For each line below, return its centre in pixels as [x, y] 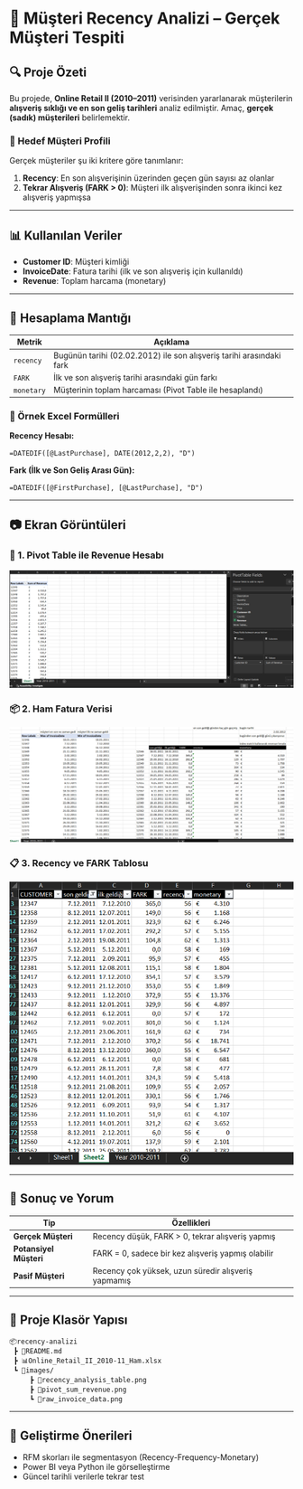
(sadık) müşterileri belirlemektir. [70, 118]
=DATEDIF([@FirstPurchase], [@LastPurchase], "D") [106, 487]
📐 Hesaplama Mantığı [70, 318]
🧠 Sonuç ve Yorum [62, 1198]
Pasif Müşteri [39, 1276]
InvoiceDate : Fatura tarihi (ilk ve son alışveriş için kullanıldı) [133, 271]
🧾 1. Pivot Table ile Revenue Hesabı [87, 555]
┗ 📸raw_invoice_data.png [76, 1399]
